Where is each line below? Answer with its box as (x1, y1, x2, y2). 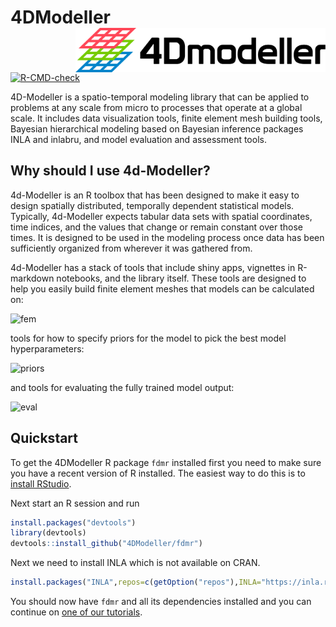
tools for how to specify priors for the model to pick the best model (10, 332, 287, 344)
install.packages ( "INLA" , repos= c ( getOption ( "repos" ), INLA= (10, 577, 262, 588)
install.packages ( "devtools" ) (10, 517, 137, 528)
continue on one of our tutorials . (10, 606, 143, 618)
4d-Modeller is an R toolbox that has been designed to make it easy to (10, 189, 300, 201)
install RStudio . (10, 477, 72, 490)
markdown (10, 272, 55, 284)
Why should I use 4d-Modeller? (10, 162, 211, 180)
